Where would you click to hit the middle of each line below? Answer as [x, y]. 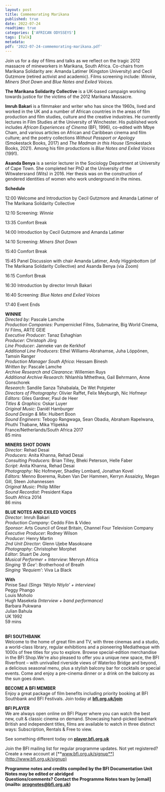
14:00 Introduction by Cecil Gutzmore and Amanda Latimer [65, 232]
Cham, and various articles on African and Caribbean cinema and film [76, 132]
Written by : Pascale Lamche [33, 366]
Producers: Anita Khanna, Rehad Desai [44, 455]
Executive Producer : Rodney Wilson [41, 533]
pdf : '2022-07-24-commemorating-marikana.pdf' [54, 47]
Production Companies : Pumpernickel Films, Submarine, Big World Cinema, [82, 324]
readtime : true [21, 28]
